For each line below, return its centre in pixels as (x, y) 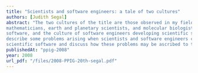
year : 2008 (19, 55)
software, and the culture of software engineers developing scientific (97, 34)
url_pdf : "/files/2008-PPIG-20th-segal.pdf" (62, 61)
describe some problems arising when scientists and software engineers (97, 39)
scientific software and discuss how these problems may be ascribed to (97, 45)
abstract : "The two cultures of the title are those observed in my (92, 22)
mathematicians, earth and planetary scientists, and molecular (87, 28)
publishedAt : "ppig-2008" (38, 50)
